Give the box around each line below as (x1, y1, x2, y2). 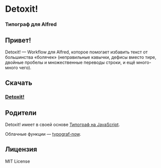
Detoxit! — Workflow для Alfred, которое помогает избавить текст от (5, 49, 148, 55)
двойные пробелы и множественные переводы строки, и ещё (5, 59, 135, 65)
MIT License (5, 158, 30, 164)
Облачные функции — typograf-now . (5, 131, 81, 137)
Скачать (5, 79, 33, 87)
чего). (19, 65, 32, 71)
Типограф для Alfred (5, 21, 57, 28)
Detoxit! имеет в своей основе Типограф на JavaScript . (5, 121, 120, 128)
